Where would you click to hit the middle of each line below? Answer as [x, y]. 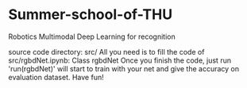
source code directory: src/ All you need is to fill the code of [106, 52]
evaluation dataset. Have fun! [56, 77]
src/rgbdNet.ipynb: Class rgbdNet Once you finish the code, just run [120, 60]
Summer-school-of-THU [91, 15]
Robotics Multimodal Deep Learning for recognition [92, 36]
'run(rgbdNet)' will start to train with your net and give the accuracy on [124, 68]
